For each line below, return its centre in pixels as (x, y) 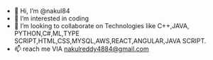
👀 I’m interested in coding (51, 18)
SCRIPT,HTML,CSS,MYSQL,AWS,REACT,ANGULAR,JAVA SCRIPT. (110, 41)
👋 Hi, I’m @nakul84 (42, 11)
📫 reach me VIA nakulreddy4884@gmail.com (81, 49)
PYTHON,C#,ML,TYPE (47, 33)
